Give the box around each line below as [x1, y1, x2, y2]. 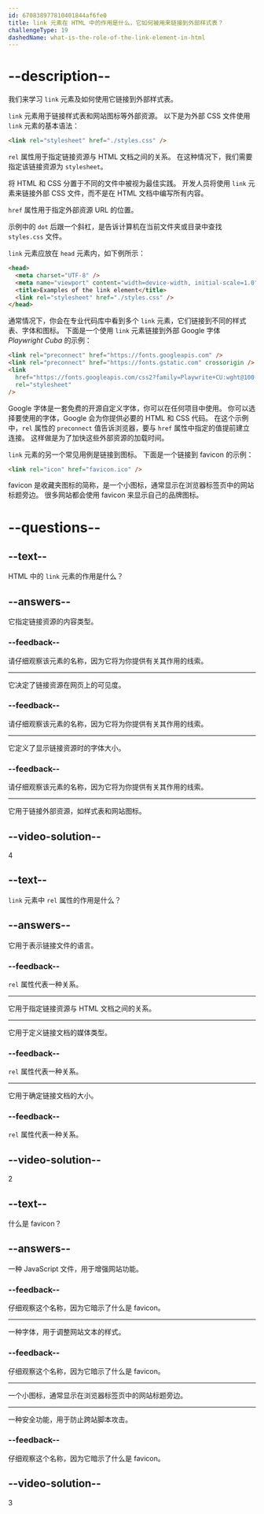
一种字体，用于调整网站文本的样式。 [8, 1327, 126, 1337]
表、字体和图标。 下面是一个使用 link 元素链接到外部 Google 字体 [8, 326, 221, 336]
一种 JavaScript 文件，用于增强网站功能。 [8, 1264, 144, 1273]
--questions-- [8, 518, 101, 536]
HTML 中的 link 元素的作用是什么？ [8, 572, 124, 581]
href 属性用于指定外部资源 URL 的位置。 [8, 206, 138, 215]
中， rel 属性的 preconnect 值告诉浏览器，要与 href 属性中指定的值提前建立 [8, 423, 250, 432]
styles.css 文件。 [8, 232, 67, 241]
